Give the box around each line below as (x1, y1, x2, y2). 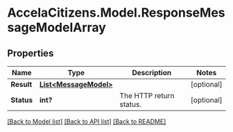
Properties (7, 47, 54, 59)
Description (132, 68, 172, 77)
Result (10, 80, 33, 89)
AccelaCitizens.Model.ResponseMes (7, 5, 225, 21)
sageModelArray (7, 19, 106, 35)
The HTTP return (119, 91, 175, 100)
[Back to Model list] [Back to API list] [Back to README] (7, 117, 166, 126)
